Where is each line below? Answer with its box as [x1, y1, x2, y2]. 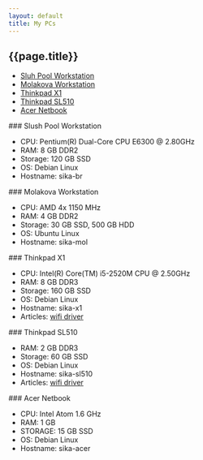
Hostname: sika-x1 [19, 303, 83, 313]
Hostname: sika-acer [19, 444, 91, 454]
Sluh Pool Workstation [19, 71, 95, 81]
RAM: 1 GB [19, 418, 56, 428]
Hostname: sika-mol [19, 237, 88, 247]
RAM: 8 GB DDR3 [19, 277, 79, 287]
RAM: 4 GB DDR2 [19, 212, 79, 221]
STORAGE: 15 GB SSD [19, 427, 93, 436]
